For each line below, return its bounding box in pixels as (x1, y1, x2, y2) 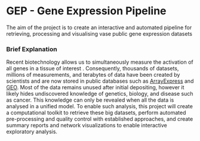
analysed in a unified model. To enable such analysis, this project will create (6, 103, 193, 110)
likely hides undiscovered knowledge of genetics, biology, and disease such (6, 90, 193, 98)
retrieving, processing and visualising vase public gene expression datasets (6, 30, 193, 37)
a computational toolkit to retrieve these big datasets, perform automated (6, 109, 186, 117)
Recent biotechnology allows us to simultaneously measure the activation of (6, 58, 193, 66)
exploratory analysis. (6, 128, 58, 135)
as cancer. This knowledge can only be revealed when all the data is (6, 96, 174, 104)
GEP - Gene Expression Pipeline (6, 4, 167, 18)
